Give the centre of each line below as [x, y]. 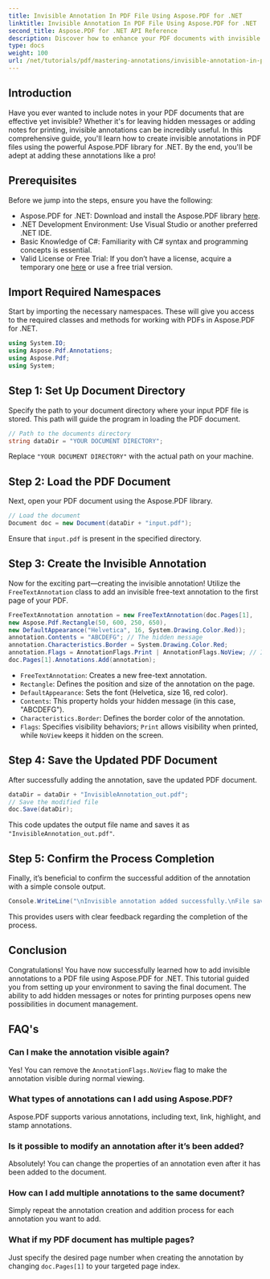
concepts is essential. [56, 249]
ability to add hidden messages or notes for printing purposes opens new [130, 995]
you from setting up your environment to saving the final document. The [127, 987]
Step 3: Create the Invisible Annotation [108, 564]
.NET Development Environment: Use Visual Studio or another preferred [139, 224]
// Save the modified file [53, 802]
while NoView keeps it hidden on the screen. [92, 735]
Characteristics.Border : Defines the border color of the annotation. [132, 718]
